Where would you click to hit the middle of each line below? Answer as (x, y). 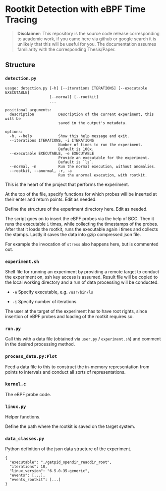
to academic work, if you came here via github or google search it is (87, 39)
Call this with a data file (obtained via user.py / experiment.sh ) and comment (83, 339)
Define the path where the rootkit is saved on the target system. (70, 426)
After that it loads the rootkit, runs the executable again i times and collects (82, 229)
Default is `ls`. (76, 162)
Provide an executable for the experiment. (104, 158)
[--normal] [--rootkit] (74, 97)
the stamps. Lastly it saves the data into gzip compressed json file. (73, 234)
